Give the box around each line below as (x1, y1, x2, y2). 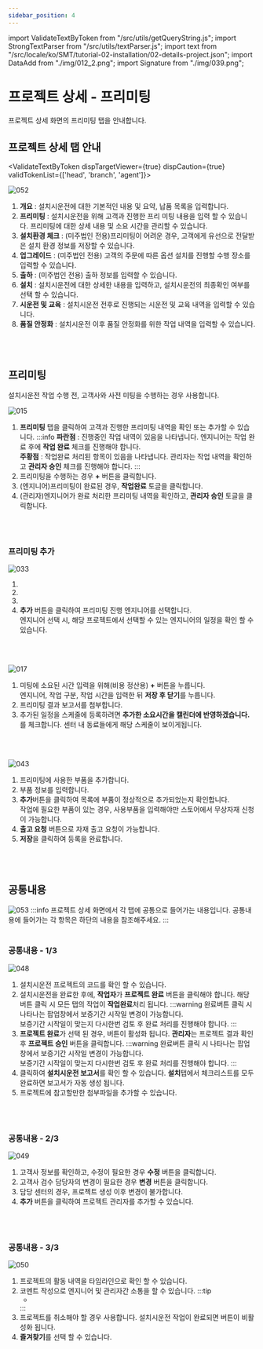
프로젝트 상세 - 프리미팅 (8, 88, 152, 106)
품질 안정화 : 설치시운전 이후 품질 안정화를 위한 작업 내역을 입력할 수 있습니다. (19, 320, 256, 329)
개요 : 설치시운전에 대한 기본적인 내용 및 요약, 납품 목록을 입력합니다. (19, 202, 229, 211)
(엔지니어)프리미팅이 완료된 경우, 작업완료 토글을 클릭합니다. (19, 481, 203, 491)
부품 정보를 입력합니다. (19, 785, 89, 795)
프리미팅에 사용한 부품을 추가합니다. (19, 775, 130, 785)
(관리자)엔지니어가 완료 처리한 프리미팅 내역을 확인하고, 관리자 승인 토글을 (19, 492, 245, 501)
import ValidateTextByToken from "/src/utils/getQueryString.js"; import (8, 33, 237, 42)
